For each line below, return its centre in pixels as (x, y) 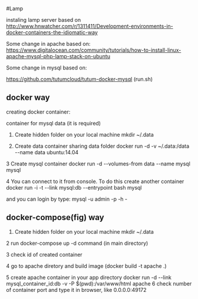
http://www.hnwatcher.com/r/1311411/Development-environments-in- (90, 26)
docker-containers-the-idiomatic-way (52, 32)
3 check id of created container (44, 254)
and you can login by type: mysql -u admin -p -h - (67, 199)
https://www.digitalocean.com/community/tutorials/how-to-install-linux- (94, 50)
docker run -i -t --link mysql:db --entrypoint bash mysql (74, 187)
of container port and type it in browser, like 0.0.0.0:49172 (76, 290)
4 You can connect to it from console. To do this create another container (95, 181)
